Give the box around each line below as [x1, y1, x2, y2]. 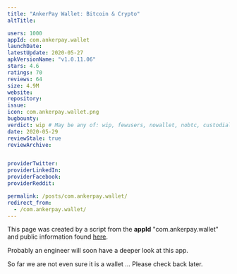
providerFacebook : [7, 174, 61, 181]
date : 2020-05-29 [7, 128, 59, 135]
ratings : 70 [7, 68, 42, 76]
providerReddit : [7, 180, 55, 187]
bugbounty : [7, 115, 39, 122]
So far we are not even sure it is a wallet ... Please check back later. [7, 260, 203, 268]
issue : [7, 102, 27, 109]
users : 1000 [7, 30, 42, 37]
